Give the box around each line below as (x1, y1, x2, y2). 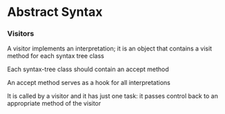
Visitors (7, 29, 35, 39)
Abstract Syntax (7, 4, 103, 20)
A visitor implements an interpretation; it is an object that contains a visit (7, 44, 213, 53)
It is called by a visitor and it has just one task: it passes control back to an (7, 92, 219, 100)
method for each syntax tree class (7, 52, 105, 60)
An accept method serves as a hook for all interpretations (7, 79, 170, 87)
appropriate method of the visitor (7, 99, 101, 108)
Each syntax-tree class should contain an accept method (7, 65, 169, 73)
